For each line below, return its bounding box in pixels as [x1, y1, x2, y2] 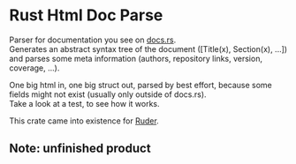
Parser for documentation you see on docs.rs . [9, 34, 177, 45]
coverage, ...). [9, 63, 60, 73]
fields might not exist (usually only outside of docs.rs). [9, 89, 207, 100]
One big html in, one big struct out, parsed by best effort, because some [9, 79, 272, 90]
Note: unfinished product [9, 141, 152, 156]
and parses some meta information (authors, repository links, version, [9, 53, 263, 63]
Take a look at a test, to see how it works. [9, 98, 161, 108]
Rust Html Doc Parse [9, 5, 163, 26]
